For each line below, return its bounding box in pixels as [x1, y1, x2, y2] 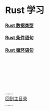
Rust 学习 [5, 4, 44, 16]
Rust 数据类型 [5, 22, 34, 28]
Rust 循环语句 [5, 47, 34, 53]
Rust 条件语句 [5, 34, 34, 40]
